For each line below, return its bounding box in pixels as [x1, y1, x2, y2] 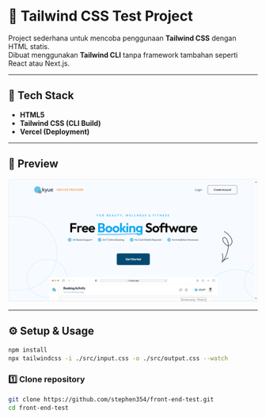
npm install [8, 346, 47, 355]
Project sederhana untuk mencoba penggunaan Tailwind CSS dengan [8, 33, 237, 43]
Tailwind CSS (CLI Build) [19, 118, 101, 127]
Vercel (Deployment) [19, 127, 90, 136]
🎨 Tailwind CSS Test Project [8, 7, 193, 25]
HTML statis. [8, 41, 50, 51]
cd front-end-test [8, 404, 69, 412]
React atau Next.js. [8, 59, 70, 68]
